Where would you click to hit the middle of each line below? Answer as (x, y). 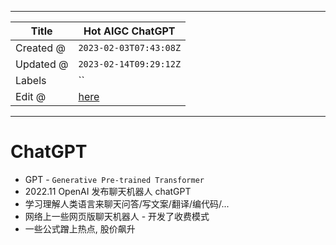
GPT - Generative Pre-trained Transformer (114, 179)
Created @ (40, 48)
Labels (31, 80)
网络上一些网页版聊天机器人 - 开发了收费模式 (117, 216)
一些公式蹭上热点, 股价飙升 (80, 228)
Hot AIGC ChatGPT (129, 31)
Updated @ (42, 64)
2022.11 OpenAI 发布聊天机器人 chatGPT (108, 191)
